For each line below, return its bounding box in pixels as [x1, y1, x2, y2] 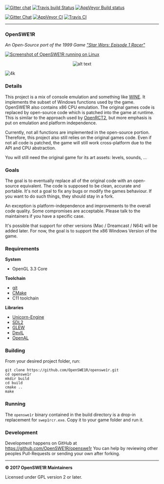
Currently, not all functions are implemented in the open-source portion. [5, 129, 150, 135]
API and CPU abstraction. [5, 145, 56, 151]
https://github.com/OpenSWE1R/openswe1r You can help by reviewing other [5, 445, 158, 451]
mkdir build [5, 376, 29, 381]
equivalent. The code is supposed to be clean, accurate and [20, 183, 141, 188]
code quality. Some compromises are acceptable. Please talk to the [5, 208, 141, 214]
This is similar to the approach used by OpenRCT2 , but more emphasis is [5, 115, 152, 120]
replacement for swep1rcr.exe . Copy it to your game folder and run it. [5, 416, 144, 423]
